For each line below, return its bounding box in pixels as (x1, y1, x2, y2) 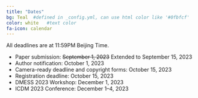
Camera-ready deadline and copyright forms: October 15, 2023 (14, 66, 172, 73)
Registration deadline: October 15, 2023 (14, 72, 114, 79)
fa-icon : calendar (6, 25, 52, 32)
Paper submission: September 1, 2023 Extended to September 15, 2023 (14, 53, 193, 60)
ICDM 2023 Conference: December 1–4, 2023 (14, 85, 129, 93)
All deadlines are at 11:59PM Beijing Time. (6, 42, 110, 49)
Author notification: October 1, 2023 (14, 60, 104, 67)
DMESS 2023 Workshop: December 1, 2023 (14, 79, 124, 86)
